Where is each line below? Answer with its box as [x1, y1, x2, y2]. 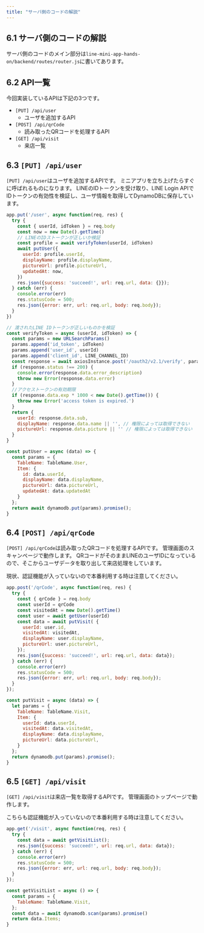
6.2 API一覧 [6, 77, 50, 88]
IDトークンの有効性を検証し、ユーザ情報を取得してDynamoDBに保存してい [6, 192, 194, 199]
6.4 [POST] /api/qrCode [6, 527, 95, 538]
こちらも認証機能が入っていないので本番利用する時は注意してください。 [6, 814, 187, 821]
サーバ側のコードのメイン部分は [6, 50, 86, 58]
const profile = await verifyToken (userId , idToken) [17, 240, 154, 246]
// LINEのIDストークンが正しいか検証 [17, 235, 101, 241]
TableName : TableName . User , [17, 460, 88, 466]
